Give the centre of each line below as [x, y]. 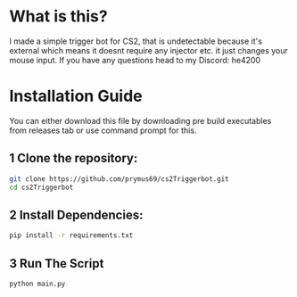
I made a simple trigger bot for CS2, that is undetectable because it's [136, 41]
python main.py [37, 284]
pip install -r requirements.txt [71, 235]
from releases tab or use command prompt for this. [103, 130]
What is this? [59, 16]
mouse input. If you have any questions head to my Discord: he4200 [135, 60]
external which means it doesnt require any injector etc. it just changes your [148, 50]
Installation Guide [76, 96]
